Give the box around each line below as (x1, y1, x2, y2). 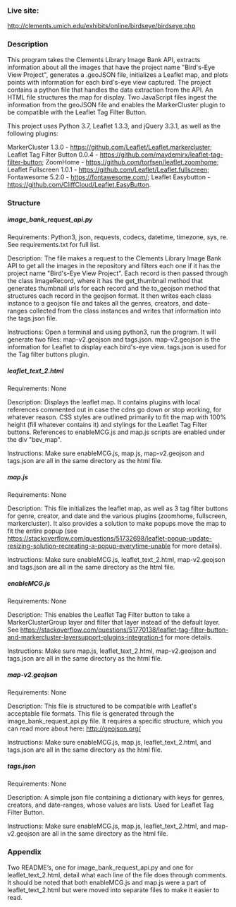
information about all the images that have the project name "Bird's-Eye (7, 63, 216, 71)
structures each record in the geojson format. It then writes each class (7, 292, 212, 300)
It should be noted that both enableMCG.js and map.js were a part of (7, 878, 206, 887)
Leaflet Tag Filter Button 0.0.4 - (7, 150, 99, 159)
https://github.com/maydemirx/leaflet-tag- (99, 150, 223, 159)
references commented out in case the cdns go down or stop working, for (7, 405, 222, 414)
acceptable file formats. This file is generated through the (7, 709, 175, 718)
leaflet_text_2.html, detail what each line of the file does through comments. (7, 870, 228, 879)
